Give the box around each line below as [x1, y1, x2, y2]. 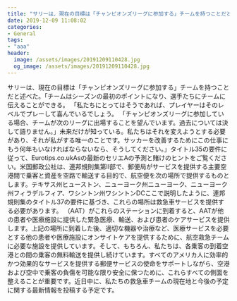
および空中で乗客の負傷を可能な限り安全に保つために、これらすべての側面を [7, 268, 229, 276]
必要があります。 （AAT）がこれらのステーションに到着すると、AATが [13, 206, 218, 215]
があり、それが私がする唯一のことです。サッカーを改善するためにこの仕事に [7, 135, 229, 145]
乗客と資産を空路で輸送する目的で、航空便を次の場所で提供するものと [25, 171, 230, 180]
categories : [7, 23, 42, 30]
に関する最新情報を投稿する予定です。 [7, 285, 119, 294]
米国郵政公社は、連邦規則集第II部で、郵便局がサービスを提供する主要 [19, 162, 221, 171]
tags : [7, 37, 23, 44]
